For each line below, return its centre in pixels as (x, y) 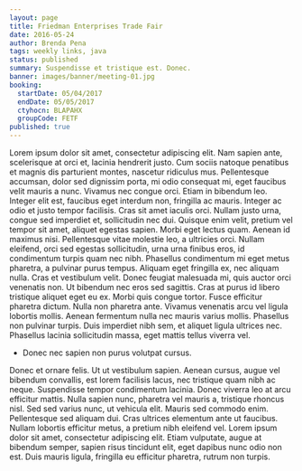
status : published (44, 60)
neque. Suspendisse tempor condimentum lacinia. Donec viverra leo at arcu (150, 389)
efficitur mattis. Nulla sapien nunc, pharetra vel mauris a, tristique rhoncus (147, 399)
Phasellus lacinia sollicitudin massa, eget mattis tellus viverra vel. (130, 335)
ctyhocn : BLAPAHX (50, 110)
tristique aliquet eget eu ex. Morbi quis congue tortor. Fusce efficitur (136, 297)
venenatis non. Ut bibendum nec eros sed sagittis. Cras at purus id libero (145, 287)
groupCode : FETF (48, 118)
